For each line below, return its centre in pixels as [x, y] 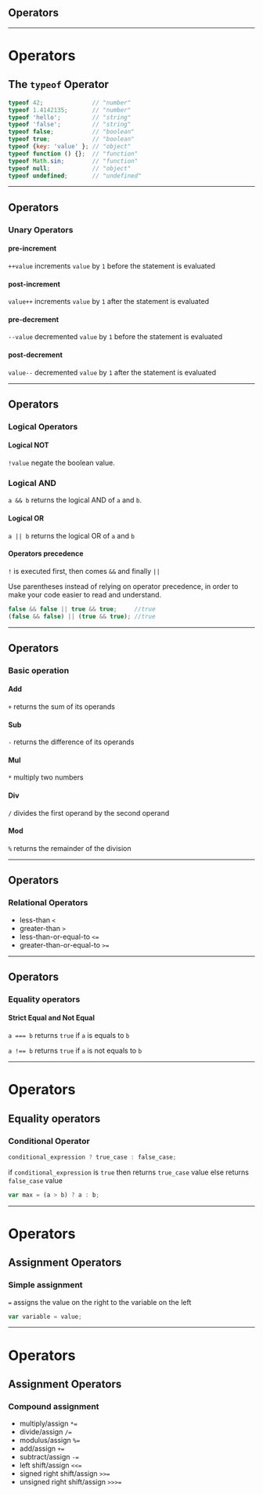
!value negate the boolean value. [61, 463]
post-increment [34, 284]
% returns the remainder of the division [70, 848]
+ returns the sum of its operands [62, 707]
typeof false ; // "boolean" [71, 132]
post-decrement [35, 354]
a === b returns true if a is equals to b [69, 1036]
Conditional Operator [49, 1141]
